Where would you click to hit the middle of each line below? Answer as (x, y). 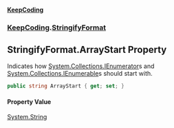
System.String (27, 117)
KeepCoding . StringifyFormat (57, 28)
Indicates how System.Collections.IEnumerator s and (81, 66)
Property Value (29, 102)
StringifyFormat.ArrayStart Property (87, 49)
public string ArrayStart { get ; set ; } (66, 86)
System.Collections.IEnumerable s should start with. (80, 74)
